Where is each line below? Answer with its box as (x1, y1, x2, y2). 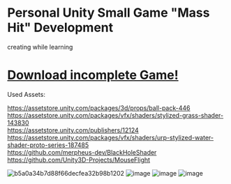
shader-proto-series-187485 (7, 141, 89, 149)
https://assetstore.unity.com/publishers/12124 (7, 125, 140, 134)
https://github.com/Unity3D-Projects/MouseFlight (7, 155, 151, 164)
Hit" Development (7, 20, 114, 36)
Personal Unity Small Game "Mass (7, 5, 210, 21)
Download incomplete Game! (7, 68, 179, 83)
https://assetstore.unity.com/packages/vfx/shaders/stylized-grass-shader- (7, 111, 224, 119)
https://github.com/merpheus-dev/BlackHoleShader (7, 148, 157, 156)
